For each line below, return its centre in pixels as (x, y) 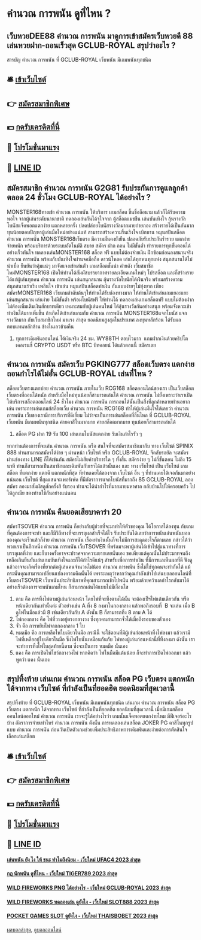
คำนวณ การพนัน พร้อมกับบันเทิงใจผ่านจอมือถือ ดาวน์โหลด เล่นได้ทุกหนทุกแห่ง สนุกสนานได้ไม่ (100, 259)
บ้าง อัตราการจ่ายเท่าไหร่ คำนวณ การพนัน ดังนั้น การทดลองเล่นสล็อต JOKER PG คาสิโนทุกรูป (100, 723)
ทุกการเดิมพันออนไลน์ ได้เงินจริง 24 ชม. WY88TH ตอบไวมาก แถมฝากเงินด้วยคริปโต (102, 338)
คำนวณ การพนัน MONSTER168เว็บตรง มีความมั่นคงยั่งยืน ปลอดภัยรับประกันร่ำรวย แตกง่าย (99, 239)
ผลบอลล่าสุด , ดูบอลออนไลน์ (34, 929)
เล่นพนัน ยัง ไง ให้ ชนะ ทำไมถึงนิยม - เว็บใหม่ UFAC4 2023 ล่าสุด (74, 859)
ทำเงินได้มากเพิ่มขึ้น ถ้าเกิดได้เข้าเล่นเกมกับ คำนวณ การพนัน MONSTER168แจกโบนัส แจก (97, 313)
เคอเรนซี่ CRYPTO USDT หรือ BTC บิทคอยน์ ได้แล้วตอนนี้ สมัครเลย (86, 345)
